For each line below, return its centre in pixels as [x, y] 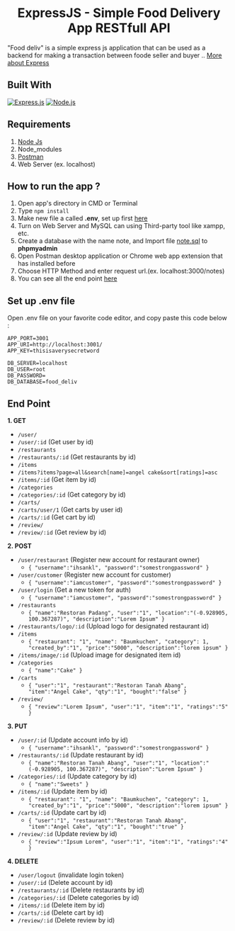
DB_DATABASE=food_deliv [42, 382]
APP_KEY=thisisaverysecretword [53, 351]
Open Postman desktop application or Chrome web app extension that [120, 256]
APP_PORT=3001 [28, 339]
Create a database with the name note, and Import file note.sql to [113, 241]
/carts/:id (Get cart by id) [56, 517]
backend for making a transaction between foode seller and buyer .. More [115, 55]
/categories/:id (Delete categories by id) [78, 897]
